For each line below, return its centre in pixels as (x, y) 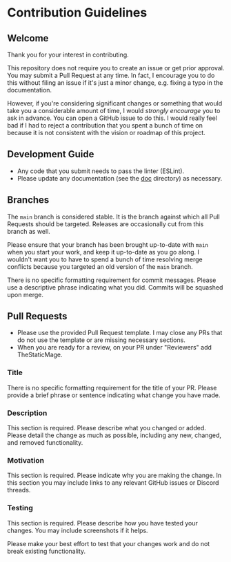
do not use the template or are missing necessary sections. (101, 340)
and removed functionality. (45, 443)
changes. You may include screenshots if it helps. (78, 530)
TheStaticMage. (40, 355)
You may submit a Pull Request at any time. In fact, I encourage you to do (111, 75)
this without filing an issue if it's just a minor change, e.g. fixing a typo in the (115, 83)
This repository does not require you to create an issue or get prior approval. (116, 68)
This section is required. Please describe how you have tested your (102, 523)
